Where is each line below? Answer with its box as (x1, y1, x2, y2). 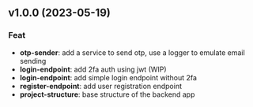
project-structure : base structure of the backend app (19, 90, 195, 99)
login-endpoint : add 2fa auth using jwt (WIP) (19, 65, 168, 74)
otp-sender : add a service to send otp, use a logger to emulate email (19, 47, 245, 57)
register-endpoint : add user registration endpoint (19, 81, 183, 90)
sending (19, 56, 47, 65)
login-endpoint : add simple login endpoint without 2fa (19, 72, 198, 82)
